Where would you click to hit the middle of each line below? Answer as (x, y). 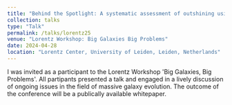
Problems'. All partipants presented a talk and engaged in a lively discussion (115, 79)
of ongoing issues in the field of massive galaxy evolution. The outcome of (113, 86)
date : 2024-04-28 (32, 46)
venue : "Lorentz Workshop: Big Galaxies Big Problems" (88, 39)
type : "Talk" (26, 26)
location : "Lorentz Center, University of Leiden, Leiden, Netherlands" (114, 52)
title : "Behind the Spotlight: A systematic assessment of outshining (111, 13)
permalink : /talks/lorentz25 (49, 33)
